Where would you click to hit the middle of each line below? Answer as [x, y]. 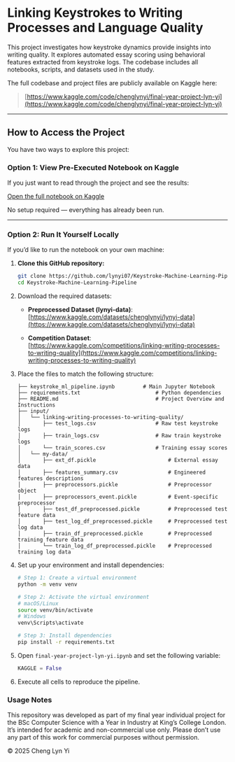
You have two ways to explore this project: [68, 149]
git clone [32, 276]
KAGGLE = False [40, 668]
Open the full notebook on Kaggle [56, 197]
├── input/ [33, 411]
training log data [44, 552]
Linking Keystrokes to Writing [95, 13]
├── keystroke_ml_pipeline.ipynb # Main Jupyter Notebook [116, 387]
